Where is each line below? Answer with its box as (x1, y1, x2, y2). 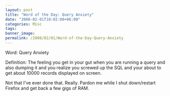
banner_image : (5, 31, 36, 36)
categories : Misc (5, 21, 42, 27)
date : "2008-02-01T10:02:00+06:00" (5, 17, 81, 22)
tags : (5, 26, 17, 31)
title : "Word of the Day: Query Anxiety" (5, 12, 94, 17)
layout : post (5, 7, 33, 13)
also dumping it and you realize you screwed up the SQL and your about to (5, 64, 161, 71)
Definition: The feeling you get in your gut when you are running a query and (5, 59, 165, 65)
